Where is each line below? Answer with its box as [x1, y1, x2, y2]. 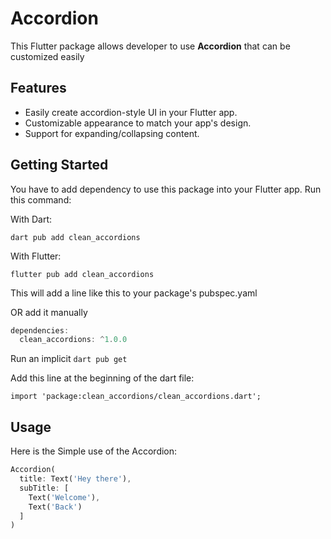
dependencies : [10, 325, 70, 336]
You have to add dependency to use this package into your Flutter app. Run [10, 183, 322, 195]
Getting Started [10, 157, 109, 174]
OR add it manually [10, 306, 88, 318]
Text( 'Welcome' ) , [28, 492, 101, 502]
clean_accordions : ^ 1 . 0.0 [19, 335, 128, 345]
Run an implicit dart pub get [10, 353, 128, 365]
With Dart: [10, 213, 53, 225]
